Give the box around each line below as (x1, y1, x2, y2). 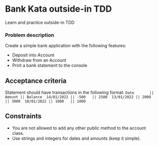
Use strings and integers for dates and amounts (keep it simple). (12, 135, 141, 141)
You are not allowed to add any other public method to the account (12, 125, 146, 131)
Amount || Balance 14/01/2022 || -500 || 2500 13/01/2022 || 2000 (5, 95, 151, 100)
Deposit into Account (12, 52, 54, 58)
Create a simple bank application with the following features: (5, 43, 126, 49)
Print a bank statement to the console (12, 62, 88, 69)
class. (12, 130, 24, 136)
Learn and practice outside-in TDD (5, 19, 75, 25)
